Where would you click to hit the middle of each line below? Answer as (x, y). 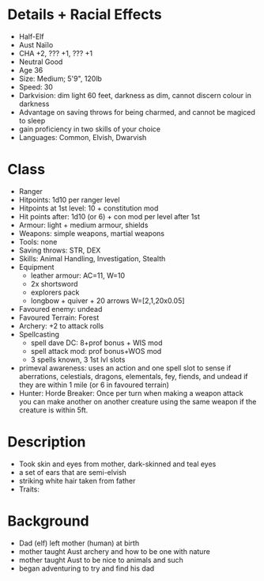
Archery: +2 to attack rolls (61, 325)
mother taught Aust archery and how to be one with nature (114, 551)
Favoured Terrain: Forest (59, 317)
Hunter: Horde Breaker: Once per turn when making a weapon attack (131, 393)
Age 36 (31, 70)
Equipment (36, 267)
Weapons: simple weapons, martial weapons (92, 233)
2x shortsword (54, 283)
